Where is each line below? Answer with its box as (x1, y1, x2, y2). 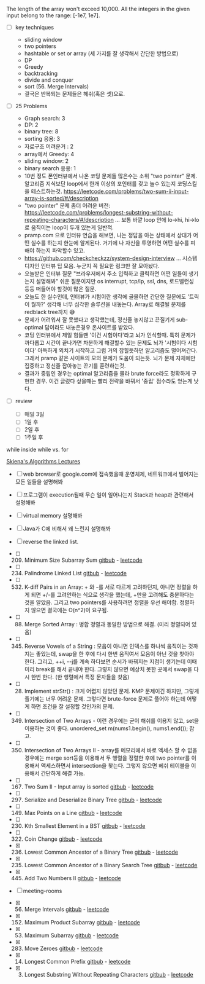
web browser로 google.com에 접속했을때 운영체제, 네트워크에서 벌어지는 (23, 470, 199, 478)
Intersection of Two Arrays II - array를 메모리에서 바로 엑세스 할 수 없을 (24, 747, 198, 754)
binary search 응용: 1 (24, 165, 76, 172)
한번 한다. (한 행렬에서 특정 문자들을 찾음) (31, 673, 130, 681)
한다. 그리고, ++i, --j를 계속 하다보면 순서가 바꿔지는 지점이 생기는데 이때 (24, 658, 197, 666)
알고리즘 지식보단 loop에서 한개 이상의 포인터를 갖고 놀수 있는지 (24, 180, 176, 187)
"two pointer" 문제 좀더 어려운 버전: (24, 202, 111, 210)
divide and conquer (24, 76, 74, 84)
